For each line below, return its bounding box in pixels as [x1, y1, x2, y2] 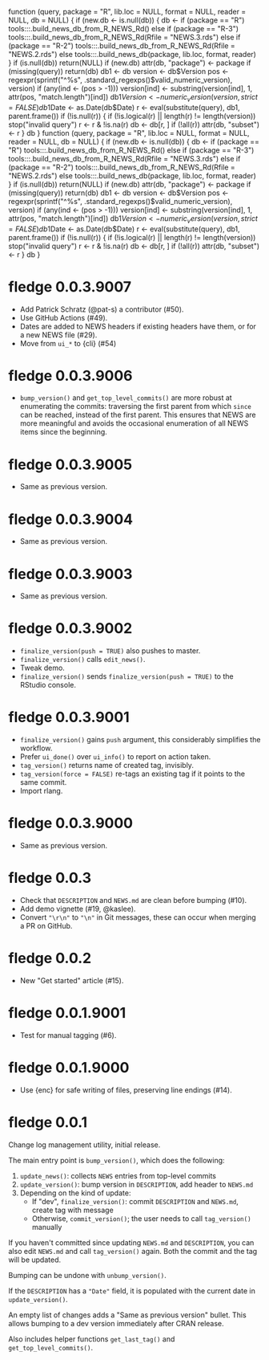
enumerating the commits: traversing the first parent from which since [19, 402, 252, 411]
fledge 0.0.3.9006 [8, 366, 134, 385]
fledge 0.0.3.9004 [8, 510, 134, 529]
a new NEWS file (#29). [19, 329, 98, 340]
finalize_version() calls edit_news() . [19, 655, 146, 664]
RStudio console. [19, 680, 76, 690]
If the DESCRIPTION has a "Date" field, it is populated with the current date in [8, 1285, 256, 1296]
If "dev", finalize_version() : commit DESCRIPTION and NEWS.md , [31, 1196, 239, 1206]
